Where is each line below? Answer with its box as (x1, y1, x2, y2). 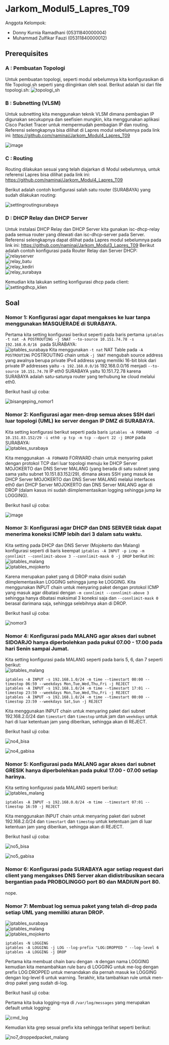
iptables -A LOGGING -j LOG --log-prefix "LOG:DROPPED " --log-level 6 (5, 945, 159, 950)
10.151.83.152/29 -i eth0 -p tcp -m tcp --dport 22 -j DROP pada (5, 434, 146, 440)
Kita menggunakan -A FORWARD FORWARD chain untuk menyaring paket (5, 455, 153, 461)
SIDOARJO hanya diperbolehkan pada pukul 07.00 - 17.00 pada (5, 639, 163, 646)
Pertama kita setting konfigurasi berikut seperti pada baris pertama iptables (5, 332, 164, 338)
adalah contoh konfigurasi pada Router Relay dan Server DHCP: (5, 247, 138, 253)
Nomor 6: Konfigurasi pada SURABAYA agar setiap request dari (5, 866, 164, 873)
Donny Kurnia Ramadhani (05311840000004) (12, 29, 107, 35)
